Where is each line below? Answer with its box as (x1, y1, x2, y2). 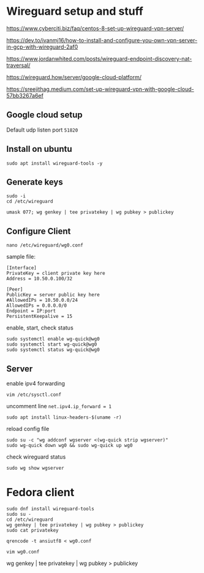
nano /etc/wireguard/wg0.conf (6, 242, 84, 248)
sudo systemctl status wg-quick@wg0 (6, 347, 100, 353)
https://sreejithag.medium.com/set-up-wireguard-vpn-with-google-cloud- (6, 85, 194, 93)
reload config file (6, 425, 50, 432)
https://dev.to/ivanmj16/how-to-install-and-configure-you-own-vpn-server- (6, 36, 198, 44)
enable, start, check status (6, 324, 74, 331)
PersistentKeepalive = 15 (6, 314, 72, 320)
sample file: (6, 253, 36, 261)
